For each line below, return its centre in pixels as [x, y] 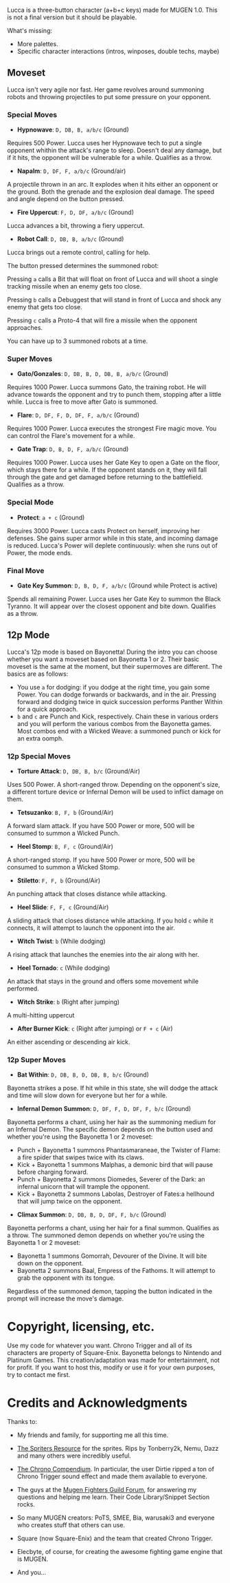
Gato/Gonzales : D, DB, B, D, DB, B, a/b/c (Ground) [93, 374]
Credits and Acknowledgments [97, 1403]
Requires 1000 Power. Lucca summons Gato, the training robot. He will [107, 387]
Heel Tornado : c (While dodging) [64, 968]
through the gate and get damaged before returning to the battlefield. [105, 477]
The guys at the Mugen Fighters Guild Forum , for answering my [107, 1490]
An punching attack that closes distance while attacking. [87, 894]
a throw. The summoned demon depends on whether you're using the [106, 1235]
